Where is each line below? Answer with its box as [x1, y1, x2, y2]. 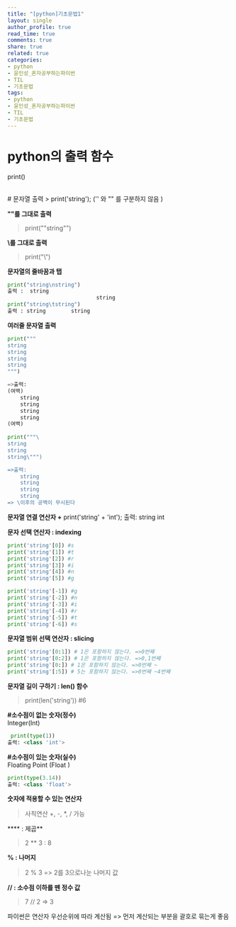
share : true [7, 43, 43, 50]
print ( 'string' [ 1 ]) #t [7, 548, 74, 556]
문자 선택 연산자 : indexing [7, 528, 82, 536]
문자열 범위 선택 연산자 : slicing [7, 635, 94, 643]
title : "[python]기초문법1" [7, 10, 84, 18]
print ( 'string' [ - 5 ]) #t [7, 614, 78, 621]
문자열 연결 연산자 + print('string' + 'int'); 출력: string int [7, 513, 165, 521]
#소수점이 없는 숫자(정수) [7, 710, 77, 719]
